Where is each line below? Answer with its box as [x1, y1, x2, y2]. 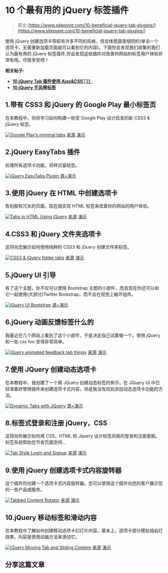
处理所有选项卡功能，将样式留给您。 [5, 162, 80, 168]
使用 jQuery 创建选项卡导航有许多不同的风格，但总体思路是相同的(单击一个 [5, 38, 159, 44]
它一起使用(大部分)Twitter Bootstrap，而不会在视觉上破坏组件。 [5, 291, 136, 297]
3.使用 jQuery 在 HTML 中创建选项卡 [5, 188, 118, 197]
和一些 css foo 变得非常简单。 [5, 338, 67, 344]
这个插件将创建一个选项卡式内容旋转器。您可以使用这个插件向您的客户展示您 [5, 480, 163, 486]
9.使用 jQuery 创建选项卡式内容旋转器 [5, 466, 122, 474]
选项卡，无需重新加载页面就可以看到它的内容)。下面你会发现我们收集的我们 [5, 44, 160, 50]
